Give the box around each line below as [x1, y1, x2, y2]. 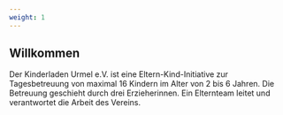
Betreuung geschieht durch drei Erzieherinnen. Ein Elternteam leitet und [9, 88, 271, 98]
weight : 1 [9, 12, 46, 22]
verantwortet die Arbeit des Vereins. [9, 97, 141, 108]
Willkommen [9, 46, 80, 61]
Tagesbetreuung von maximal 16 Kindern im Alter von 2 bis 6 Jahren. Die [9, 79, 275, 89]
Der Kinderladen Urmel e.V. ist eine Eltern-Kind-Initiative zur [9, 69, 228, 80]
